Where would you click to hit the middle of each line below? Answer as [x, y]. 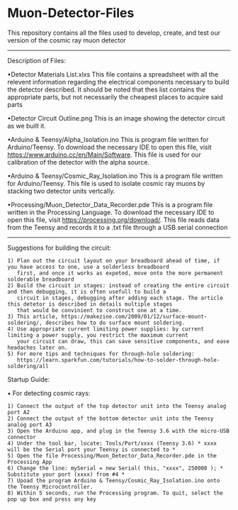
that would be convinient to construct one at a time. [99, 310]
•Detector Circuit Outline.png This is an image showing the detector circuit [116, 118]
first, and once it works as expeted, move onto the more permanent [120, 273]
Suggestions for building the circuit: [59, 248]
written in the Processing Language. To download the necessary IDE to [111, 212]
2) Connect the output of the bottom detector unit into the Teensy [110, 418]
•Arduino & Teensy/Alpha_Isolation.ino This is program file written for [108, 139]
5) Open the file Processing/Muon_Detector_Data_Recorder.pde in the [112, 455]
